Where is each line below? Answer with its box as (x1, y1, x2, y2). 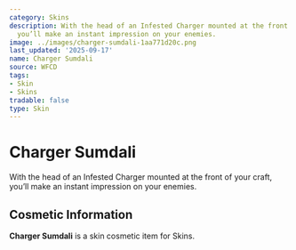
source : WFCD (9, 63, 58, 72)
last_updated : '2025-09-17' (9, 46, 114, 55)
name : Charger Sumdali (9, 54, 93, 63)
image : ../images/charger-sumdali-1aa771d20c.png (9, 37, 197, 47)
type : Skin (9, 104, 50, 113)
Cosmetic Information (9, 206, 133, 222)
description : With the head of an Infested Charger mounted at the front (9, 21, 289, 30)
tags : (9, 71, 29, 80)
